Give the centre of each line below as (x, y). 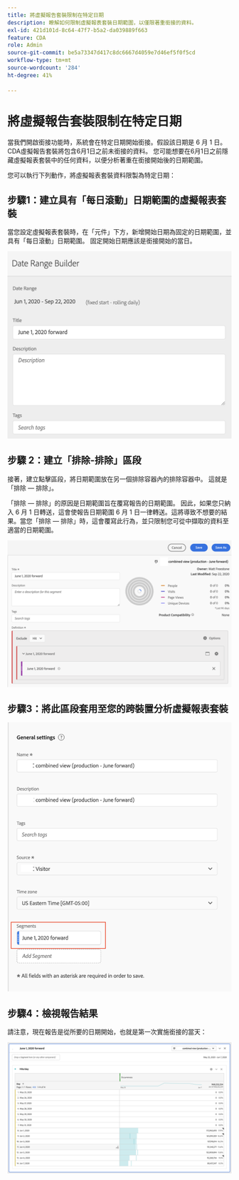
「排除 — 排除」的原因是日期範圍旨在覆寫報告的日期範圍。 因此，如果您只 (116, 503)
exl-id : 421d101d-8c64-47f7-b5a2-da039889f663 (78, 30)
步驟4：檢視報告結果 (53, 1013)
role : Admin (25, 45)
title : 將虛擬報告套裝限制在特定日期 (56, 15)
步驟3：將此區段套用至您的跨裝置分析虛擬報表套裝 (118, 709)
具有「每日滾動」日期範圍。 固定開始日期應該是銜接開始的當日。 (102, 241)
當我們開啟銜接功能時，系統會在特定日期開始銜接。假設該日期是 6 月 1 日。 (117, 142)
